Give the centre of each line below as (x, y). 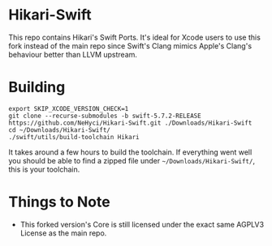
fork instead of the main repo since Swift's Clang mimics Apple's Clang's (130, 45)
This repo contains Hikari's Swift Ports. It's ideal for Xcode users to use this (135, 37)
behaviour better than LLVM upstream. (73, 54)
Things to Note (60, 202)
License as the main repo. (63, 233)
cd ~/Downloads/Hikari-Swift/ (60, 130)
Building (37, 87)
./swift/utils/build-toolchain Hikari (74, 137)
